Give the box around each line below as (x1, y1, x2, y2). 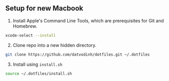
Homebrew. (12, 23, 37, 29)
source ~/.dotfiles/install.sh (5, 71, 72, 76)
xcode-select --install (5, 33, 56, 38)
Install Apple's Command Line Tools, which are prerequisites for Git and (12, 17, 164, 23)
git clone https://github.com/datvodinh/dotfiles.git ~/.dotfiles (5, 52, 150, 57)
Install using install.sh (12, 61, 62, 67)
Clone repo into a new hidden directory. (12, 42, 97, 48)
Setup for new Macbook (5, 4, 83, 13)
